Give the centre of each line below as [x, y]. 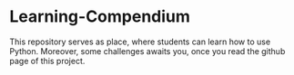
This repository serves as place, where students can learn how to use [140, 42]
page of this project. [47, 61]
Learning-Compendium [100, 17]
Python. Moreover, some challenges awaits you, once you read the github [147, 51]
